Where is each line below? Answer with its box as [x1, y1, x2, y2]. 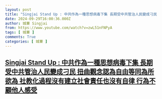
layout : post [5, 7, 32, 12]
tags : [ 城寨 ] [5, 30, 35, 35]
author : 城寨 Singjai [5, 21, 48, 26]
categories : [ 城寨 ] [5, 39, 48, 44]
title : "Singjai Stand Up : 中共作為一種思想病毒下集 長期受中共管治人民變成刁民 [5, 12, 157, 17]
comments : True [5, 35, 36, 40]
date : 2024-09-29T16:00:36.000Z [5, 16, 71, 21]
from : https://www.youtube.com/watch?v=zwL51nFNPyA [5, 25, 112, 30]
